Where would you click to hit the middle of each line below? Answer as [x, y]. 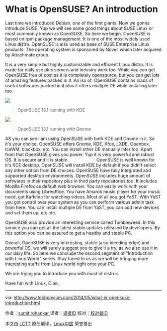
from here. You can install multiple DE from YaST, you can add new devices [82, 207]
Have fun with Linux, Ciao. [32, 283]
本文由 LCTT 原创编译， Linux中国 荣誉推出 [49, 324]
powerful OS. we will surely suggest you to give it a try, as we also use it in [82, 248]
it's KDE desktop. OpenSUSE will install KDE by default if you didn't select [81, 165]
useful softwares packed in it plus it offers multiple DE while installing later [81, 85]
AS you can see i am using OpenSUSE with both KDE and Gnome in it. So [80, 139]
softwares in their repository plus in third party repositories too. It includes [81, 181]
